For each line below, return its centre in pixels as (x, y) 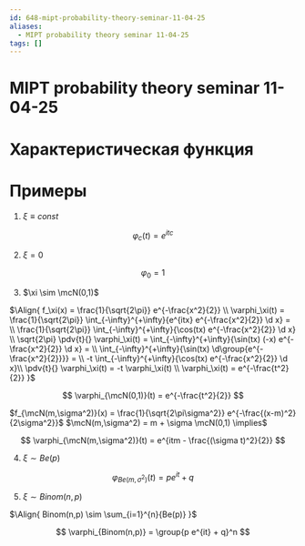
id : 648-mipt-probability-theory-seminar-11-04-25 (107, 18)
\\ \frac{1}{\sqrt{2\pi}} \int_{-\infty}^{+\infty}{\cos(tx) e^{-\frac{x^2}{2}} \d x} (152, 329)
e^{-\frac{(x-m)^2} (262, 413)
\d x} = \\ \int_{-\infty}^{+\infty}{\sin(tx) (137, 349)
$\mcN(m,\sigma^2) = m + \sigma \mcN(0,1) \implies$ (167, 422)
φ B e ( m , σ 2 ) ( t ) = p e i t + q (153, 477)
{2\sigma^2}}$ (37, 422)
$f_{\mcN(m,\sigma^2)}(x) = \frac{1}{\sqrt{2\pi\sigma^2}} (117, 413)
